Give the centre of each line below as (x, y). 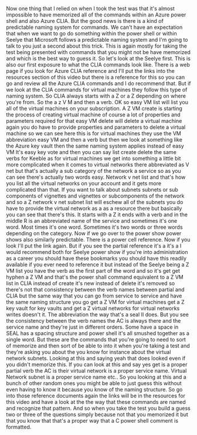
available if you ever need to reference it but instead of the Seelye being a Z (98, 265)
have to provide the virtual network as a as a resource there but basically (94, 208)
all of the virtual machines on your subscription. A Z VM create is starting (94, 108)
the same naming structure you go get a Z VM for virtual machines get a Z (95, 302)
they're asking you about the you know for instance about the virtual (89, 352)
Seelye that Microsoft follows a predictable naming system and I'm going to (97, 40)
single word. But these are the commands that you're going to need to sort (96, 339)
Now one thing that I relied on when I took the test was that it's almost (90, 9)
